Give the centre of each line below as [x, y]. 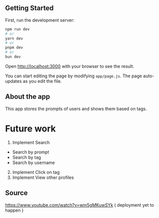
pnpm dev [14, 48]
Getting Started [29, 8]
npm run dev [17, 29]
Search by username [34, 163]
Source [17, 193]
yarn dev [14, 38]
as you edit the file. [42, 81]
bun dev [13, 57]
